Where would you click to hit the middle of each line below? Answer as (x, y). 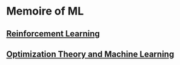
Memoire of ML (45, 11)
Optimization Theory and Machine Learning (90, 54)
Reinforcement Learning (53, 34)
